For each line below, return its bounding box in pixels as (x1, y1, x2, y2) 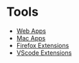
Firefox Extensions (16, 41, 69, 49)
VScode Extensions (16, 49, 72, 57)
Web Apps (16, 27, 46, 35)
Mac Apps (16, 34, 46, 42)
